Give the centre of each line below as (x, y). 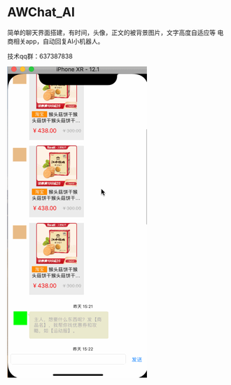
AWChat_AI (41, 12)
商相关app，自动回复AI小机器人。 (56, 41)
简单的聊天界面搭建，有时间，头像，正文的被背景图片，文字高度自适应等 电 (115, 32)
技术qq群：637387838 (40, 56)
